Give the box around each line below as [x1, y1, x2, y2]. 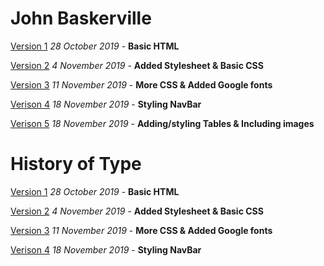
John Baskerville [10, 7, 152, 30]
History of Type [10, 153, 142, 176]
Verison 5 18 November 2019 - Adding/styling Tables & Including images [10, 117, 315, 129]
